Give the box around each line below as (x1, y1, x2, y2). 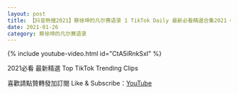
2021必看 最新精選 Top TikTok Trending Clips (7, 64, 139, 73)
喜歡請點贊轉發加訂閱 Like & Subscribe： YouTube (7, 79, 152, 88)
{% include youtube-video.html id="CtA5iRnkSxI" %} (7, 49, 162, 58)
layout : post (7, 10, 46, 18)
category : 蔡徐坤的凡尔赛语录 (7, 30, 87, 37)
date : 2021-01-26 (7, 23, 59, 30)
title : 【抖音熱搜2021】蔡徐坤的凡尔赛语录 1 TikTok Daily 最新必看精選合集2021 (7, 17, 227, 24)
